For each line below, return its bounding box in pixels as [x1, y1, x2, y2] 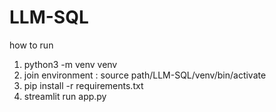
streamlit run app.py [23, 90, 107, 102]
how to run [9, 39, 54, 51]
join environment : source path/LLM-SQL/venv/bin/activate [23, 69, 267, 81]
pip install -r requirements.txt [23, 79, 144, 91]
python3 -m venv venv [23, 58, 118, 70]
